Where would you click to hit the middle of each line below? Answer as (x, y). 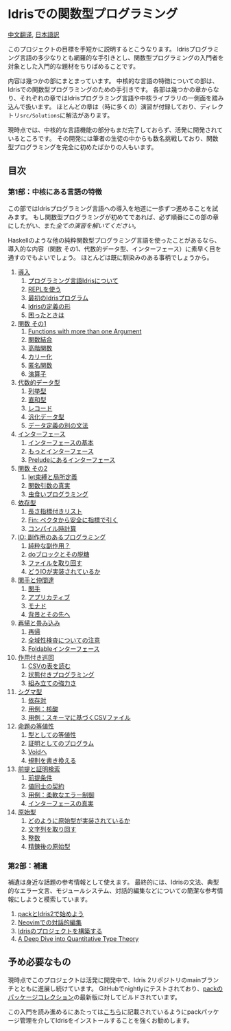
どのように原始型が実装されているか (79, 820)
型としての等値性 (52, 734)
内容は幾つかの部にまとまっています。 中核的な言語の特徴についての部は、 (113, 80)
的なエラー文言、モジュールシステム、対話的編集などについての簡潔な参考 (113, 890)
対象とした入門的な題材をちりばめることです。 (74, 66)
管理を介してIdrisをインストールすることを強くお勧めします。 (107, 1020)
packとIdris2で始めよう (51, 913)
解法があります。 (89, 115)
